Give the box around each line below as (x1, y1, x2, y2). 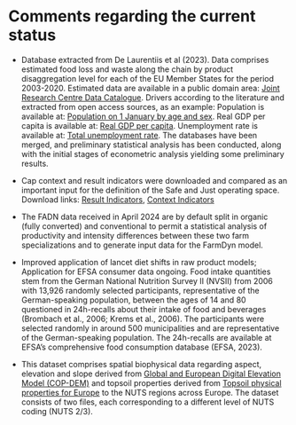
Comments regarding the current (8, 6, 256, 27)
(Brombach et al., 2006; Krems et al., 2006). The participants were (20, 313, 265, 324)
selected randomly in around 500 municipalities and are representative (20, 322, 280, 334)
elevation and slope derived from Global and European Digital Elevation (20, 368, 281, 379)
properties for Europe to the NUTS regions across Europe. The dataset (20, 387, 279, 397)
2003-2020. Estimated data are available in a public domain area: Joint (20, 83, 280, 93)
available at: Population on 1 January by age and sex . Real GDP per (20, 111, 266, 122)
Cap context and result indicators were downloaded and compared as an (20, 175, 288, 185)
